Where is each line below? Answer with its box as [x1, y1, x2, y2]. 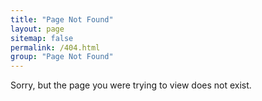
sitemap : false [10, 33, 74, 43]
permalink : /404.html [10, 42, 101, 53]
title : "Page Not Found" [10, 14, 114, 25]
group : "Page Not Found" [10, 52, 114, 62]
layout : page [10, 24, 65, 34]
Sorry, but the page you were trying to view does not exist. [10, 79, 252, 91]
